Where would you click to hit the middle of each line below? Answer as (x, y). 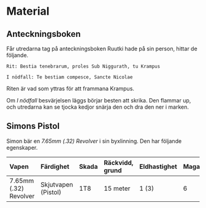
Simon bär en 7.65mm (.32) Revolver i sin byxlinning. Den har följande (94, 141)
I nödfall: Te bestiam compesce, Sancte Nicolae (70, 77)
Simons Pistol (33, 126)
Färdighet (55, 166)
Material (28, 11)
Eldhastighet (158, 166)
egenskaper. (22, 147)
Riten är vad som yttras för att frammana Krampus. (71, 88)
